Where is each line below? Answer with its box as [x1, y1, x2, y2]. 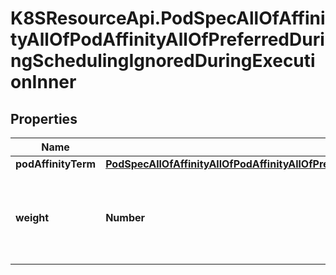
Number [105, 211, 146, 224]
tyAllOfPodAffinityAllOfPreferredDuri [10, 28, 325, 51]
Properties [10, 110, 78, 127]
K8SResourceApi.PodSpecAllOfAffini [10, 7, 326, 30]
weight [15, 211, 50, 224]
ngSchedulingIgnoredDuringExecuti [10, 50, 316, 72]
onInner [10, 71, 77, 94]
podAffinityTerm [15, 157, 97, 171]
